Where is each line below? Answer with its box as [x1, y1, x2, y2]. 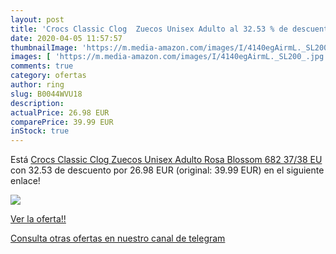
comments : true [10, 61, 74, 71]
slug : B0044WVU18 [10, 89, 83, 99]
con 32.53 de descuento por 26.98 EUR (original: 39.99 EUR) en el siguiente [10, 164, 325, 176]
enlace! [10, 175, 41, 187]
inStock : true [10, 126, 70, 136]
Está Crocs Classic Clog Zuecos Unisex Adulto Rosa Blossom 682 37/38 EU [10, 154, 323, 166]
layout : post [10, 14, 65, 25]
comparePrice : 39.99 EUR [10, 117, 114, 127]
